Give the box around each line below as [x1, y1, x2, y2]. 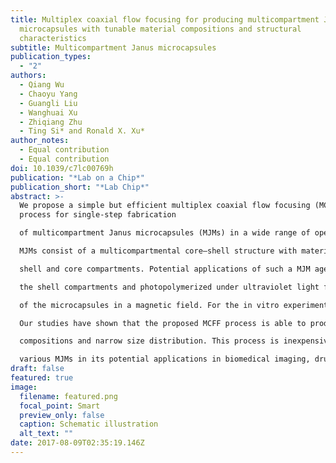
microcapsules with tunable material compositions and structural [19, 24, 302, 34]
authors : [10, 71, 47, 81]
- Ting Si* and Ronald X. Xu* [19, 126, 145, 136]
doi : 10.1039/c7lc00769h [10, 163, 114, 173]
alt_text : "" [19, 429, 74, 439]
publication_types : [10, 52, 92, 62]
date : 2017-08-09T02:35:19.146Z [10, 438, 145, 448]
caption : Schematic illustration [19, 419, 159, 430]
